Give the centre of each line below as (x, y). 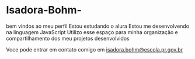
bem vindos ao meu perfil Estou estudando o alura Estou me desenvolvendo (98, 26)
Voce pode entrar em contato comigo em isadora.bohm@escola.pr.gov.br (94, 49)
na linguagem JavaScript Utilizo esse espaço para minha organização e (92, 32)
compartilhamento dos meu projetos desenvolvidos (68, 38)
